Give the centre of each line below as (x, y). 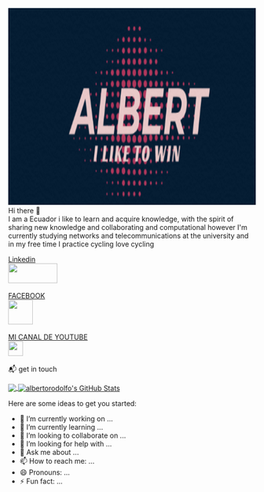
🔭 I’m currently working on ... (66, 418)
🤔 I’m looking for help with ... (66, 443)
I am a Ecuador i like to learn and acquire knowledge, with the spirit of (121, 219)
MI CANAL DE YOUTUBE (48, 337)
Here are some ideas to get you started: (73, 403)
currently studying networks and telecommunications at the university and (128, 236)
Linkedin (22, 259)
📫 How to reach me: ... (57, 461)
